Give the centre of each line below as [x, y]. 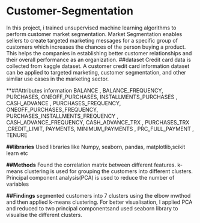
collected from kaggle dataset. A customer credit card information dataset [98, 66]
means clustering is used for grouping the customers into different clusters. [100, 171]
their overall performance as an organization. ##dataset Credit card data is [98, 60]
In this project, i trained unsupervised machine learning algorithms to [91, 28]
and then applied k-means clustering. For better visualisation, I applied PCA [99, 202]
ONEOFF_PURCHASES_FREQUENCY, [52, 109]
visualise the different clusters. [44, 215]
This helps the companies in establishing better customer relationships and [99, 53]
